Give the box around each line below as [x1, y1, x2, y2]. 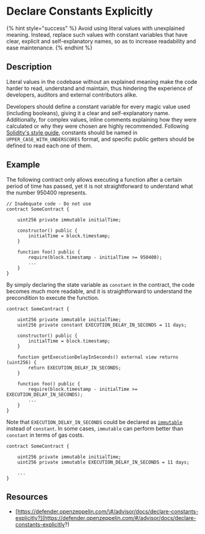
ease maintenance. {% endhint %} [6, 44, 93, 51]
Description [6, 62, 52, 72]
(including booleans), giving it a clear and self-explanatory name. [6, 109, 170, 117]
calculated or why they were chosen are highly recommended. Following [6, 122, 189, 130]
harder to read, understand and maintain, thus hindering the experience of [6, 84, 193, 92]
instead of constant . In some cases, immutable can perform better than [6, 425, 184, 432]
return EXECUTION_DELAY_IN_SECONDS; [28, 365, 121, 371]
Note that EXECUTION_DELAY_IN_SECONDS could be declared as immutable [6, 418, 183, 426]
